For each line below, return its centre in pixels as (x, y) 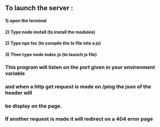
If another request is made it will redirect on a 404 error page (79, 119)
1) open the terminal (26, 20)
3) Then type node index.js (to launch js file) (51, 54)
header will (19, 93)
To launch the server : (39, 8)
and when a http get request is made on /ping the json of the (78, 87)
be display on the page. (34, 106)
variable (15, 73)
